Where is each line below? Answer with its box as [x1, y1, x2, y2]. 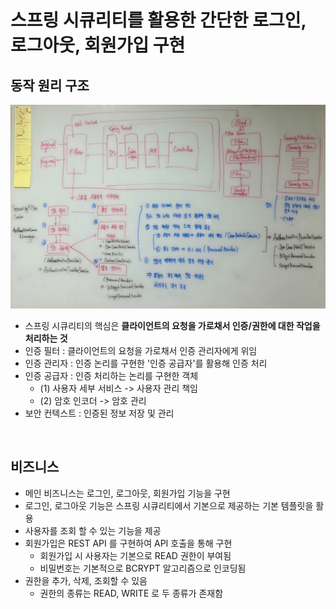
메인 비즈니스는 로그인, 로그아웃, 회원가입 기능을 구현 [24, 487, 231, 499]
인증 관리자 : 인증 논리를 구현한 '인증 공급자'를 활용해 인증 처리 [24, 357, 268, 369]
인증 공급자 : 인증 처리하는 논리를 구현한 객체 [24, 369, 199, 381]
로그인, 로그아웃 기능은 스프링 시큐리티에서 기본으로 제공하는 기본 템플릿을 [24, 499, 314, 511]
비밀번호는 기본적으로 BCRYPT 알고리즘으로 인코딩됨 [39, 562, 247, 574]
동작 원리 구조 [10, 77, 90, 94]
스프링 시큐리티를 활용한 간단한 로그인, [10, 9, 307, 32]
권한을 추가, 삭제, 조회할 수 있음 [24, 574, 148, 586]
